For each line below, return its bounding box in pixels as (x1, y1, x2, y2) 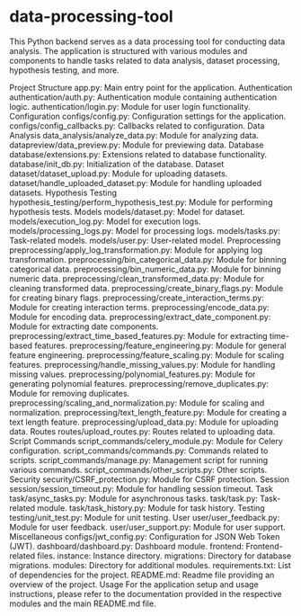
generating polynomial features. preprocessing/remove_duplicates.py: (9, 378, 270, 388)
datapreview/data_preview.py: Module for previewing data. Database (9, 139, 264, 150)
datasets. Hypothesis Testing (9, 187, 118, 198)
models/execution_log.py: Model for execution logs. (9, 216, 201, 227)
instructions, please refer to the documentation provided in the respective (9, 588, 282, 599)
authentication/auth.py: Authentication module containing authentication (9, 92, 278, 103)
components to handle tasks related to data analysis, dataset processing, (9, 55, 280, 66)
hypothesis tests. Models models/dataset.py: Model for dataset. (9, 206, 245, 217)
